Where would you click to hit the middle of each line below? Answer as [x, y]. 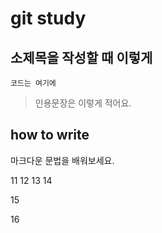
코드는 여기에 [33, 83]
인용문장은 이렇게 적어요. [83, 103]
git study [48, 18]
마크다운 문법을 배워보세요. [62, 160]
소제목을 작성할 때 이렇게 [81, 57]
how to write [50, 135]
